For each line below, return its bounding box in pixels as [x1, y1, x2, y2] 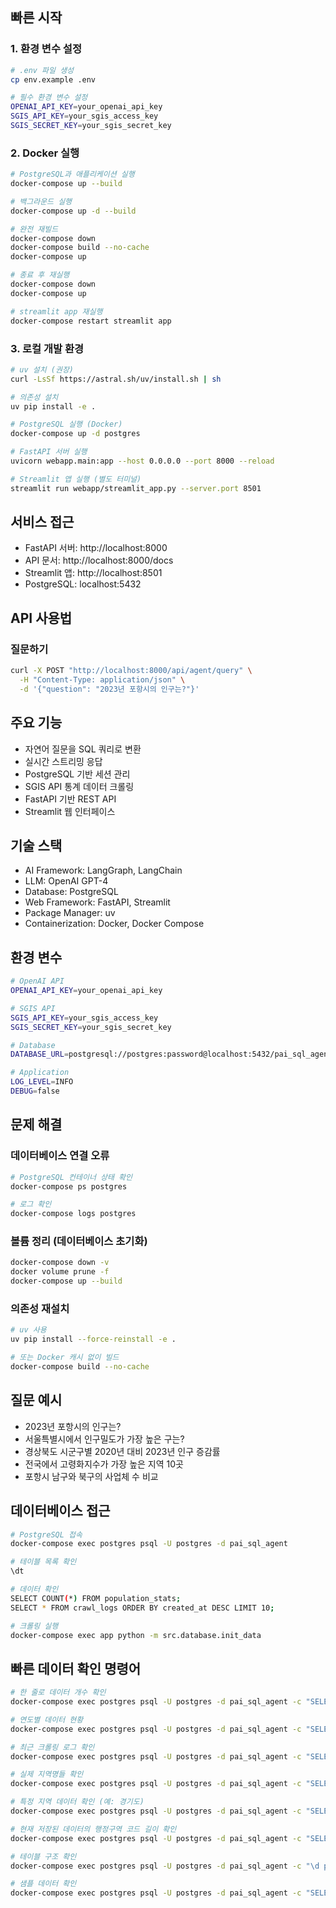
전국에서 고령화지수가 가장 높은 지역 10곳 [24, 1458, 184, 1470]
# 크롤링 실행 [10, 1621, 59, 1631]
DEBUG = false [10, 1086, 60, 1097]
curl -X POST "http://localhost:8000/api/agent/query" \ [10, 666, 253, 676]
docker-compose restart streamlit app [10, 316, 172, 326]
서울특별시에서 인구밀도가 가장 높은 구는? [24, 1433, 185, 1445]
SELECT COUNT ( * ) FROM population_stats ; [10, 1593, 182, 1603]
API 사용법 [10, 609, 73, 627]
